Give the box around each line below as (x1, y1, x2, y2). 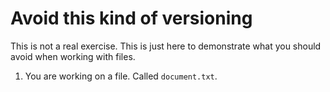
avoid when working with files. (10, 50, 136, 62)
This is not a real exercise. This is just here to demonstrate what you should (10, 40, 322, 52)
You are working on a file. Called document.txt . (24, 70, 218, 82)
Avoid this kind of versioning (10, 7, 253, 30)
